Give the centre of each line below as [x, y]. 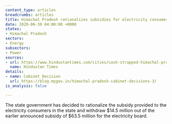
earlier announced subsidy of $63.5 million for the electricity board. [77, 116]
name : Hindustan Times [34, 67]
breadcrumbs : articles [29, 15]
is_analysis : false [26, 86]
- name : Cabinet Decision [33, 77]
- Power [14, 53]
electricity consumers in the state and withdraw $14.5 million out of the [80, 110]
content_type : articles [31, 10]
